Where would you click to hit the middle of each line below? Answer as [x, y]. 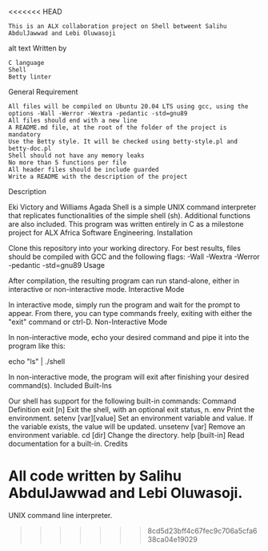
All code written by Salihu [95, 476]
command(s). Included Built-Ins [60, 385]
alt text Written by [38, 48]
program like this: [37, 346]
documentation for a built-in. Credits [68, 444]
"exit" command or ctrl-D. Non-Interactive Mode [88, 322]
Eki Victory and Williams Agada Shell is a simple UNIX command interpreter [132, 207]
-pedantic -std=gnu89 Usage [57, 265]
